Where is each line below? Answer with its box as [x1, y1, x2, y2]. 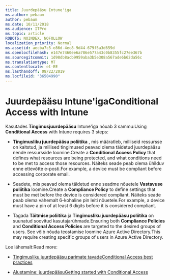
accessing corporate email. [12, 171, 70, 177]
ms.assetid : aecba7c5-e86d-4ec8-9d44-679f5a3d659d [5, 45, 115, 50]
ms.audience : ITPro [5, 26, 47, 32]
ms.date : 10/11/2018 [5, 21, 49, 27]
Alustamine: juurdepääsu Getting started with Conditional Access [12, 269, 149, 275]
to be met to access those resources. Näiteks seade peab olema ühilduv [12, 160, 164, 166]
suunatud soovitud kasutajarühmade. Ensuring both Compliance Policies [12, 217, 165, 224]
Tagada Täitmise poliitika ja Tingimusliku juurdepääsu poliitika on [12, 212, 154, 218]
